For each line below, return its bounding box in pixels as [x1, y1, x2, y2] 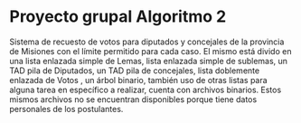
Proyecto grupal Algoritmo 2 [9, 6, 227, 27]
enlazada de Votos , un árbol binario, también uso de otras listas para [9, 74, 268, 85]
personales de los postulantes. [9, 103, 124, 114]
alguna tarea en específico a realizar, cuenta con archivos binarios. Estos [9, 84, 282, 95]
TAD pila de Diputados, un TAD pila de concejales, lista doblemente [9, 65, 260, 76]
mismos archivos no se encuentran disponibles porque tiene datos [9, 93, 258, 105]
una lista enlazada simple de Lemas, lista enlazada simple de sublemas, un [9, 55, 287, 66]
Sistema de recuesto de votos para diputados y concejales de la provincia [9, 36, 285, 47]
